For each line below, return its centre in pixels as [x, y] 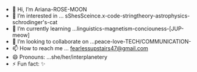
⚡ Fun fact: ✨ [29, 64]
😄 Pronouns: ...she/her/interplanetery [60, 57]
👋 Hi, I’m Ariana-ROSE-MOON [49, 9]
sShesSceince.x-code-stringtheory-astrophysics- [127, 16]
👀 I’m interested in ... [38, 16]
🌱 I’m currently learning [41, 28]
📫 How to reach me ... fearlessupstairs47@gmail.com [80, 48]
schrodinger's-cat [35, 22]
